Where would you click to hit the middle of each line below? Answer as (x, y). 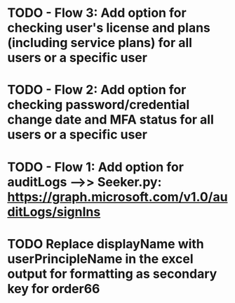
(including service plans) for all (100, 43)
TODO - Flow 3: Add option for (97, 13)
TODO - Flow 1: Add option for (96, 167)
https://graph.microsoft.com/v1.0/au (117, 196)
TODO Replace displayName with (106, 244)
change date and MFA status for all (110, 120)
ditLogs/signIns (54, 212)
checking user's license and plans (109, 28)
